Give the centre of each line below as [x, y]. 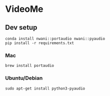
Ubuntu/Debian [24, 78]
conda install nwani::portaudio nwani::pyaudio [55, 39]
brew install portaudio [30, 66]
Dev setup [21, 27]
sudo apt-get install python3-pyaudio [45, 88]
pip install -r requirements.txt [40, 43]
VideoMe [24, 9]
